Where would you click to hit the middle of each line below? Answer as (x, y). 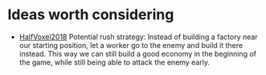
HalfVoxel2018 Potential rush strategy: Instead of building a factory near (138, 37)
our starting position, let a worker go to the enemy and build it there (131, 45)
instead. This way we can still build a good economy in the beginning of (138, 53)
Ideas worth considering (91, 15)
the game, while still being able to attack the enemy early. (115, 62)
